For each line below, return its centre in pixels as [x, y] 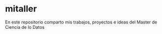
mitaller [21, 9]
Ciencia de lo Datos [25, 27]
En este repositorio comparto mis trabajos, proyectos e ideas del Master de [81, 22]
